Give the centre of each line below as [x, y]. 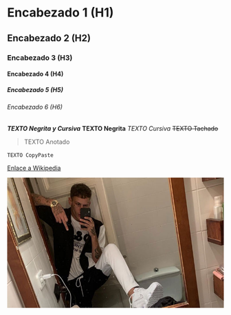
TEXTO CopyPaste [30, 155]
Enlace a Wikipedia [34, 168]
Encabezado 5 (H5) [35, 89]
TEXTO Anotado [47, 142]
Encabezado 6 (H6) [35, 107]
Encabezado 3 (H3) [40, 58]
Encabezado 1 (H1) [60, 13]
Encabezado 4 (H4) [35, 74]
